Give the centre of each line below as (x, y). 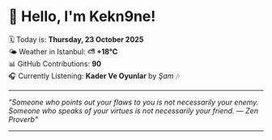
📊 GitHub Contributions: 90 (55, 63)
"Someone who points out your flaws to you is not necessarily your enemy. (134, 102)
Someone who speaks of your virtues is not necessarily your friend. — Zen (134, 110)
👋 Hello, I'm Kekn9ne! (82, 17)
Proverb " (23, 119)
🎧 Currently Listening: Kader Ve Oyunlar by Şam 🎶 (94, 75)
